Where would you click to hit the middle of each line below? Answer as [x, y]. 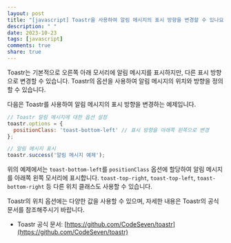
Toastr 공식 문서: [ [42, 224]
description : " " [32, 26]
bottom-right [26, 187]
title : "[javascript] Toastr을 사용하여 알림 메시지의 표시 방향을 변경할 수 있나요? [117, 20]
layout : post [26, 13]
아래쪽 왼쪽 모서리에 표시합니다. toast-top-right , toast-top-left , [105, 178]
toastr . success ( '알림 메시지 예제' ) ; [56, 156]
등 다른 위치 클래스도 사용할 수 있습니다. [99, 187]
